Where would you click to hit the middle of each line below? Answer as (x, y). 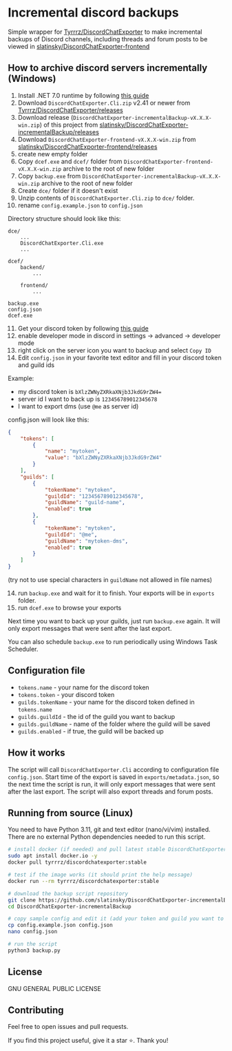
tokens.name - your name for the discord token (84, 687)
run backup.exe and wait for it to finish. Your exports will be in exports (116, 593)
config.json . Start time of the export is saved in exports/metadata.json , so (114, 777)
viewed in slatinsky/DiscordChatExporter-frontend (79, 46)
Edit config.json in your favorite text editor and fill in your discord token (120, 357)
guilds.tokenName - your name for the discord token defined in (106, 702)
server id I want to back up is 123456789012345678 (87, 399)
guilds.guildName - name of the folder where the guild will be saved (114, 724)
